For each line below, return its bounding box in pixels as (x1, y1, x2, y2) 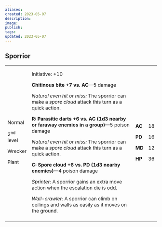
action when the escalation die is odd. (31, 184, 117, 191)
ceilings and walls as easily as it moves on (31, 201, 127, 208)
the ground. (31, 207, 58, 214)
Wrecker (7, 148, 27, 155)
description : (5, 16, 31, 21)
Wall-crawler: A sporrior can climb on (31, 195, 118, 202)
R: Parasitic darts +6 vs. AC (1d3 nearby (31, 115, 126, 122)
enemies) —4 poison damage (31, 167, 98, 174)
